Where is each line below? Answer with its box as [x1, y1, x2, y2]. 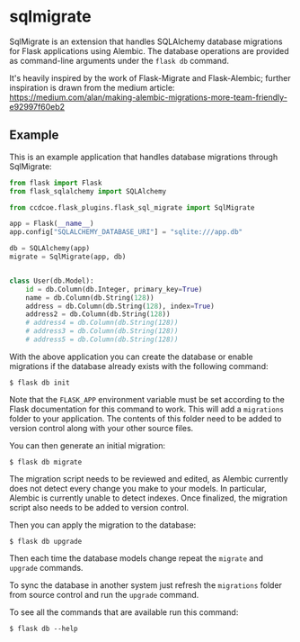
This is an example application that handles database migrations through [9, 151, 278, 162]
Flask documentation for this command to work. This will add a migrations [9, 403, 285, 414]
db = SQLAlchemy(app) [9, 244, 91, 253]
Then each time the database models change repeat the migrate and [9, 552, 263, 564]
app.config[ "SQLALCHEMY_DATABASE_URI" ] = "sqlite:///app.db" [9, 228, 243, 237]
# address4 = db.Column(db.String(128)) [25, 318, 179, 328]
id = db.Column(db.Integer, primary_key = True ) [25, 285, 203, 294]
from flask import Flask [9, 178, 102, 187]
